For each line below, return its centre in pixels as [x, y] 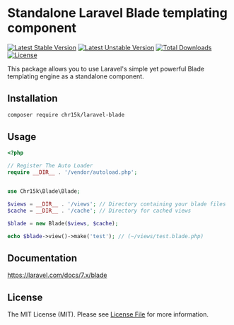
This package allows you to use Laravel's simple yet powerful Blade [106, 69]
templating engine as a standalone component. [76, 76]
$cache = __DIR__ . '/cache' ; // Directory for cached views [99, 211]
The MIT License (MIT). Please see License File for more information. [108, 314]
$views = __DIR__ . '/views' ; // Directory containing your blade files [117, 204]
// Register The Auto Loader [50, 166]
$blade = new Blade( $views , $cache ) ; [63, 223]
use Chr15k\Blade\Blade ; [44, 191]
